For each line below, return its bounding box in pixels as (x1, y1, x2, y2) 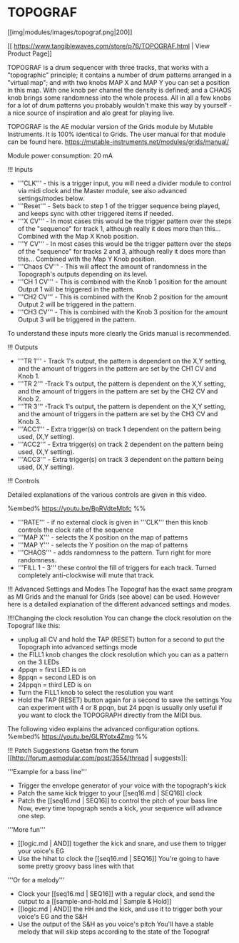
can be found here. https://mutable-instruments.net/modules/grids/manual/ (7, 137, 230, 146)
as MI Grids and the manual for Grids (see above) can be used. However (7, 592, 220, 601)
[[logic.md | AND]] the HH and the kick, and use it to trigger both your (17, 905, 223, 913)
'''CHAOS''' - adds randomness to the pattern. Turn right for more (17, 548, 212, 557)
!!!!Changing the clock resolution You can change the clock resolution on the (7, 614, 232, 622)
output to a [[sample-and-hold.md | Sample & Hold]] (17, 897, 172, 905)
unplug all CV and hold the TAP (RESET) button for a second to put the (17, 635, 225, 644)
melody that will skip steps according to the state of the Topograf (17, 927, 210, 936)
